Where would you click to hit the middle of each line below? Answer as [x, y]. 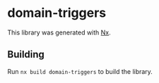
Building [26, 55]
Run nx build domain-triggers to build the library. [80, 71]
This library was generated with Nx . [59, 32]
